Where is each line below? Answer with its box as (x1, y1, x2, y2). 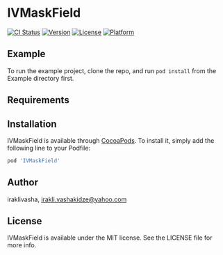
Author (7, 176, 38, 189)
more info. (7, 241, 37, 249)
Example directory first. (7, 74, 74, 82)
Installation (7, 118, 57, 130)
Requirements (7, 94, 69, 106)
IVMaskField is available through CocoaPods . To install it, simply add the (7, 136, 215, 144)
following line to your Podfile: (7, 144, 91, 152)
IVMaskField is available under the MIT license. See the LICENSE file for (7, 233, 213, 242)
